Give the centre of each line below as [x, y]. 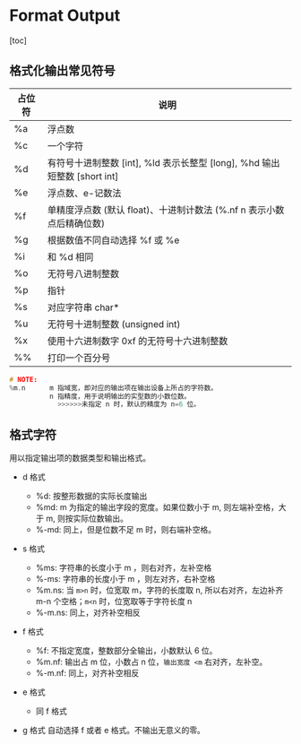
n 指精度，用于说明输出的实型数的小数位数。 [120, 396]
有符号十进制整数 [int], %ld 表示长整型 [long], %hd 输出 [163, 162]
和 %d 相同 [70, 256]
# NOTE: [24, 379]
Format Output [65, 16]
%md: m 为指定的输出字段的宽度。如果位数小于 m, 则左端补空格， [157, 507]
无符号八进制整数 [83, 273]
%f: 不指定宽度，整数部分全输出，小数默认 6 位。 [126, 651]
